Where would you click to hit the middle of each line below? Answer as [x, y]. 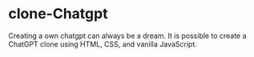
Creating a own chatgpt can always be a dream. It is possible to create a [127, 36]
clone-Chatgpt [58, 14]
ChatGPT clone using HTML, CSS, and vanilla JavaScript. [103, 44]
